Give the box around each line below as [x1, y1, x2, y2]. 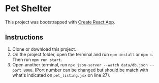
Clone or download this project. [12, 46, 76, 52]
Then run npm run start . [12, 57, 63, 62]
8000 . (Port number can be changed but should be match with [23, 67, 149, 73]
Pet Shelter [5, 3, 52, 14]
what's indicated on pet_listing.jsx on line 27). [12, 72, 111, 78]
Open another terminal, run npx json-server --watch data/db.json [12, 62, 148, 67]
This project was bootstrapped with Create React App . [5, 19, 116, 25]
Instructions [5, 33, 43, 41]
